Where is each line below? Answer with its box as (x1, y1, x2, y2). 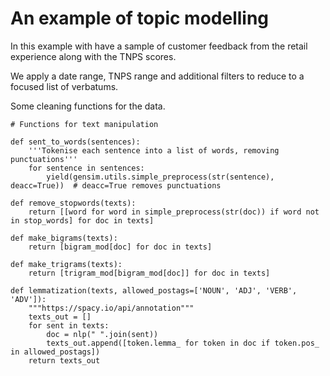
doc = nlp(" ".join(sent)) (46, 329, 159, 339)
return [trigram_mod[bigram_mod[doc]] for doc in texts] (28, 268, 271, 278)
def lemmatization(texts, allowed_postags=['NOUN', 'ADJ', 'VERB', (10, 285, 298, 296)
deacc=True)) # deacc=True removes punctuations (10, 180, 222, 191)
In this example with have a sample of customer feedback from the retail (10, 40, 308, 52)
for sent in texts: (28, 320, 110, 331)
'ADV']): (10, 294, 47, 304)
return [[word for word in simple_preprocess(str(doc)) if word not (28, 207, 320, 217)
